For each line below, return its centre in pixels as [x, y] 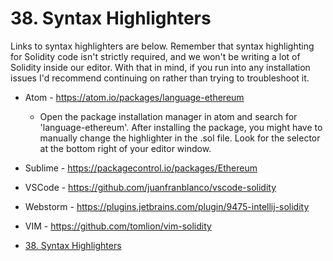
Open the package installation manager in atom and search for [168, 116]
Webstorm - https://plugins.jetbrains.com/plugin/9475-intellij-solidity [167, 206]
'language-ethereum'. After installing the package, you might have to [181, 127]
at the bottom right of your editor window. [125, 148]
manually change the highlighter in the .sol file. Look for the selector [180, 138]
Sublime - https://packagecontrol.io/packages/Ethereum [141, 168]
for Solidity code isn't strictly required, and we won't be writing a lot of [155, 56]
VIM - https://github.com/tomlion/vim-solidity [118, 226]
